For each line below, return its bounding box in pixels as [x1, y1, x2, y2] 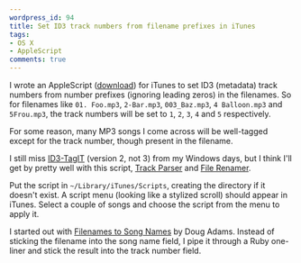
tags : [9, 30, 30, 39]
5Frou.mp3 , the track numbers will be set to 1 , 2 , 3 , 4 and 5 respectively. [9, 109, 272, 119]
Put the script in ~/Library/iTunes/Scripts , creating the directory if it [9, 180, 266, 190]
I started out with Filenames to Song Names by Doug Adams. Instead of [9, 226, 275, 237]
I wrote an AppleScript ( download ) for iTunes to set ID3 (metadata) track [9, 80, 278, 90]
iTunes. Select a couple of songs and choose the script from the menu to [9, 199, 280, 210]
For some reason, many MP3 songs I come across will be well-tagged [9, 126, 269, 136]
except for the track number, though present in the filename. [9, 136, 233, 146]
